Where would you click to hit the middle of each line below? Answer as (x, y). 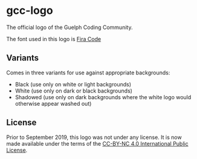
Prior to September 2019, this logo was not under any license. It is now (94, 137)
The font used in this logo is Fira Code (54, 39)
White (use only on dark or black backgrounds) (74, 91)
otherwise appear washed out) (53, 103)
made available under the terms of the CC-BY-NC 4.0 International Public (97, 143)
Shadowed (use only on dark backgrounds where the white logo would (103, 97)
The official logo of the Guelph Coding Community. (69, 27)
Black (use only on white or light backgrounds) (73, 84)
